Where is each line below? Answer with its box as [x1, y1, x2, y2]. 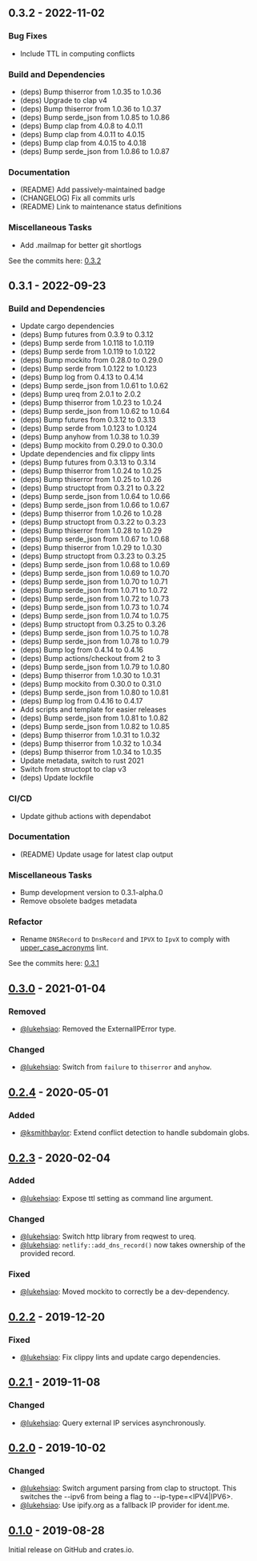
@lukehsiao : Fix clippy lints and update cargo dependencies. [19, 1352, 221, 1362]
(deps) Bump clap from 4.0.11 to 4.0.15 [19, 129, 146, 139]
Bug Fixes [8, 30, 48, 42]
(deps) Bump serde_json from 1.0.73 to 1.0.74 [19, 602, 170, 612]
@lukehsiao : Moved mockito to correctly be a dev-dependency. [19, 1287, 230, 1296]
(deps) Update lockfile [19, 773, 94, 783]
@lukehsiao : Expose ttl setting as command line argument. [19, 1193, 214, 1202]
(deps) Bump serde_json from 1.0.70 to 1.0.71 [19, 577, 168, 586]
